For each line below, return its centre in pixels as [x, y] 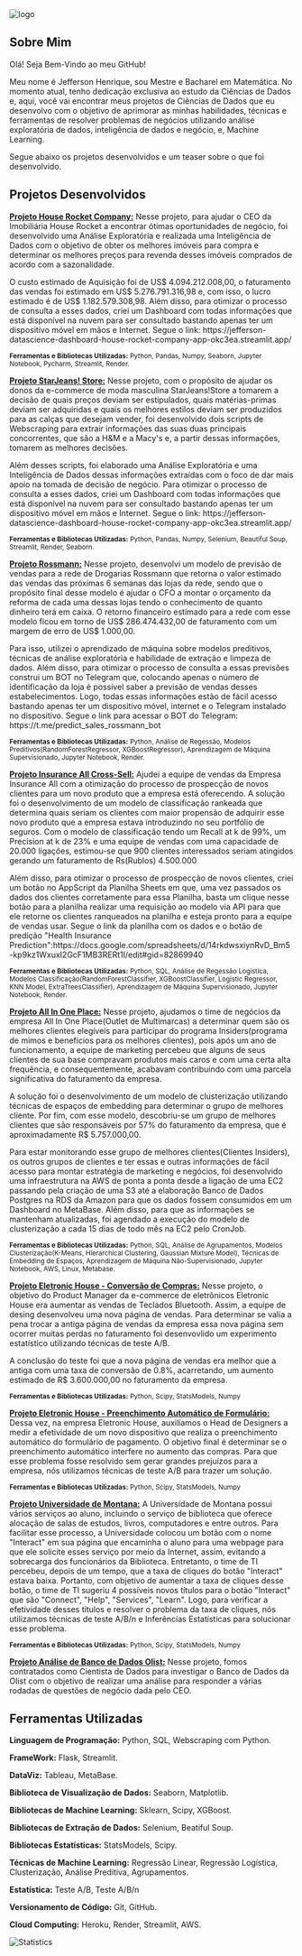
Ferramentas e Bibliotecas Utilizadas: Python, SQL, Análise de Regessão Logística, [139, 971]
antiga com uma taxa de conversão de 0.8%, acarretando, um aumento [142, 1370]
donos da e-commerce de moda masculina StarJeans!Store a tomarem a [144, 390]
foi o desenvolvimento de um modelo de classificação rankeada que [136, 803]
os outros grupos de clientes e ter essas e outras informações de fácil [139, 1161]
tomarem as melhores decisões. [69, 447]
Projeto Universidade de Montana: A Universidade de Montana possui [141, 1504]
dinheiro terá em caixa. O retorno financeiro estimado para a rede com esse [150, 612]
